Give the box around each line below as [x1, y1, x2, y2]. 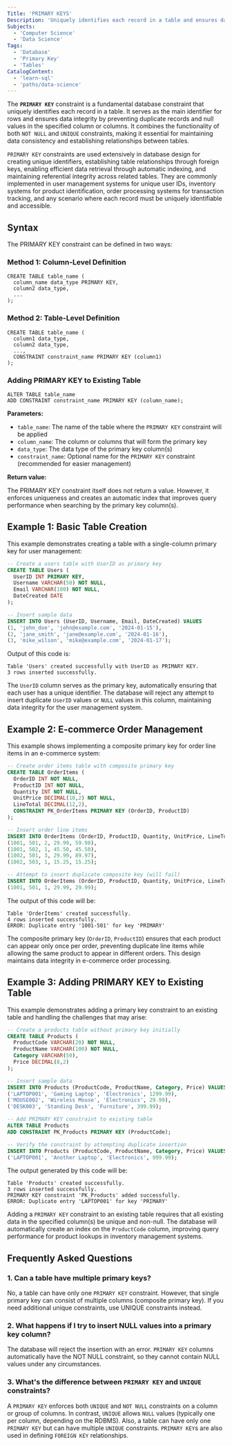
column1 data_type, [13, 335, 70, 342]
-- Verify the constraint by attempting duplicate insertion [7, 1141, 187, 1148]
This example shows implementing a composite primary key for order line [7, 742, 216, 750]
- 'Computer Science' [13, 29, 76, 37]
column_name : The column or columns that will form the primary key [17, 437, 207, 445]
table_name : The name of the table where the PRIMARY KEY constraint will [17, 422, 222, 431]
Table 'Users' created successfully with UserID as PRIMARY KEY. [7, 663, 199, 670]
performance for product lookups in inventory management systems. [7, 1232, 204, 1240]
